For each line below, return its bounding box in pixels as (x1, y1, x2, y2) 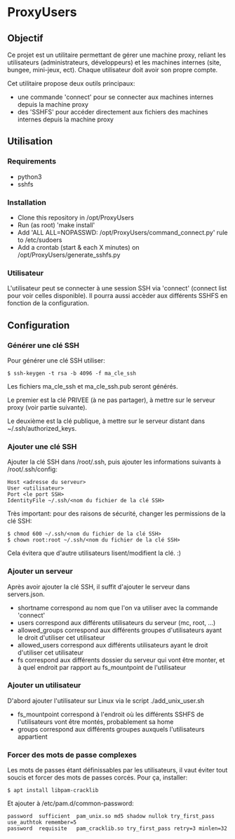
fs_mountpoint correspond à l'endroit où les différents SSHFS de (17, 710, 205, 718)
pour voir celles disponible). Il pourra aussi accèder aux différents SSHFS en (7, 292, 228, 300)
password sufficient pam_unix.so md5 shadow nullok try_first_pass (7, 813, 215, 820)
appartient (17, 732, 48, 741)
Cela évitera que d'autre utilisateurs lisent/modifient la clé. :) (7, 549, 181, 558)
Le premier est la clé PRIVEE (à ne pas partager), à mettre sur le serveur (7, 396, 215, 404)
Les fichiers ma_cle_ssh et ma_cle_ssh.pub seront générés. (7, 382, 178, 390)
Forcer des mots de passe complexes (7, 750, 137, 760)
